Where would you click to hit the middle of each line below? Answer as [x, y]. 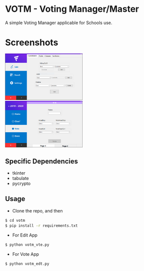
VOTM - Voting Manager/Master [72, 9]
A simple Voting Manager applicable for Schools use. [59, 23]
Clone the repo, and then [37, 211]
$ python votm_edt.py [27, 264]
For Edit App [25, 235]
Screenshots [32, 43]
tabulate [21, 179]
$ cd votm [15, 220]
